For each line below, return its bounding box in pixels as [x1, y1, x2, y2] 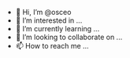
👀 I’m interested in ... [15, 16, 83, 25]
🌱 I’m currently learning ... [15, 24, 100, 33]
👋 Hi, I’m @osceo [15, 8, 72, 16]
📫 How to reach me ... [15, 42, 89, 50]
